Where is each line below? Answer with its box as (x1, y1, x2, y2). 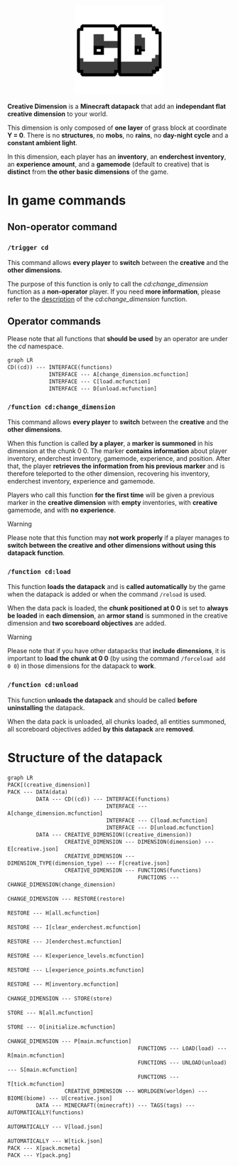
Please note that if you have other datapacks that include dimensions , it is (7, 647, 226, 655)
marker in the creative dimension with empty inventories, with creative (7, 498, 218, 506)
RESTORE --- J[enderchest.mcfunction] (7, 938, 122, 945)
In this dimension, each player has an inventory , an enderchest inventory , (7, 152, 227, 161)
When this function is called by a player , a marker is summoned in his (7, 439, 213, 447)
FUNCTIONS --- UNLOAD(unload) (137, 1059, 227, 1066)
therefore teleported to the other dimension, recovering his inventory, (7, 469, 210, 478)
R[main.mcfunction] (7, 1052, 65, 1059)
